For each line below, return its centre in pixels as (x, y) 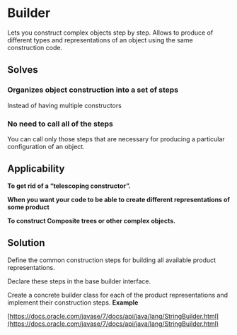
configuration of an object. (46, 146)
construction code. (35, 47)
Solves (23, 70)
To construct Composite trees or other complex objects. (91, 221)
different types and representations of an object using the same (100, 40)
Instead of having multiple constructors (64, 105)
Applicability (36, 169)
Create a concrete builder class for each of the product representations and (118, 295)
